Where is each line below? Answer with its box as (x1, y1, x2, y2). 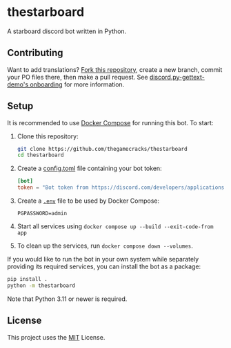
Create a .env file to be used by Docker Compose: (17, 196, 160, 205)
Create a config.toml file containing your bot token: (17, 164, 162, 173)
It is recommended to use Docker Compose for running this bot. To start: (7, 118, 214, 127)
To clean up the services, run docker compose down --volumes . (17, 241, 193, 250)
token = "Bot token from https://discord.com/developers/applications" (17, 184, 228, 191)
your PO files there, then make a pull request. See (7, 73, 148, 81)
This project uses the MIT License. (7, 333, 106, 341)
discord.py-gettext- (149, 73, 205, 81)
